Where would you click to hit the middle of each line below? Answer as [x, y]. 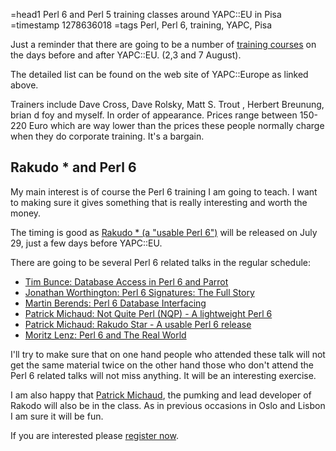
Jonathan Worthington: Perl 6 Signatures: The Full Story [139, 292]
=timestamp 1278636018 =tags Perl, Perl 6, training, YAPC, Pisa [141, 25]
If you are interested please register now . [94, 435]
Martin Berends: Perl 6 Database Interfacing [115, 303]
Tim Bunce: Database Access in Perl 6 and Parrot [126, 281]
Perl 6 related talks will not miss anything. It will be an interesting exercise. [163, 375]
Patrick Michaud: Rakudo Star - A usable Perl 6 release [138, 324]
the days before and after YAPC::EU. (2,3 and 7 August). [126, 55]
